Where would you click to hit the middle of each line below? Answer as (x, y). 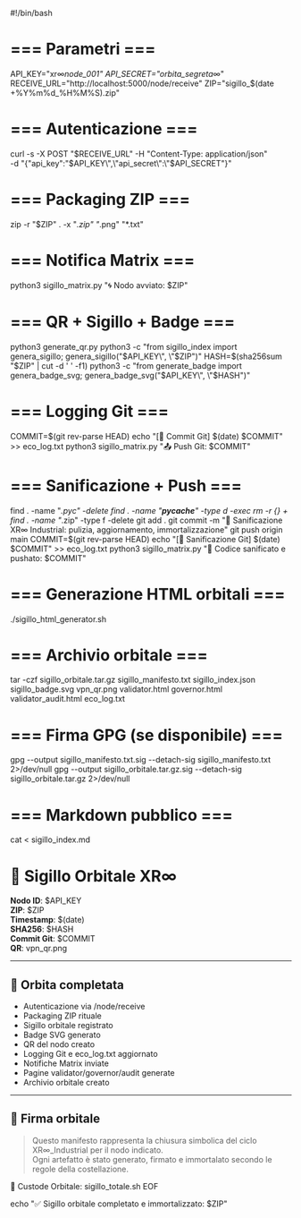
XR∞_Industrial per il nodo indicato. (97, 1150)
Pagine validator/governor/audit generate (99, 1073)
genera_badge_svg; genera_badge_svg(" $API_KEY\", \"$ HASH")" (130, 375)
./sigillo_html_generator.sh (59, 619)
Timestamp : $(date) (47, 920)
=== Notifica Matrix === (103, 260)
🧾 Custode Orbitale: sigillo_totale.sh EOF (84, 1186)
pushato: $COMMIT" (48, 558)
